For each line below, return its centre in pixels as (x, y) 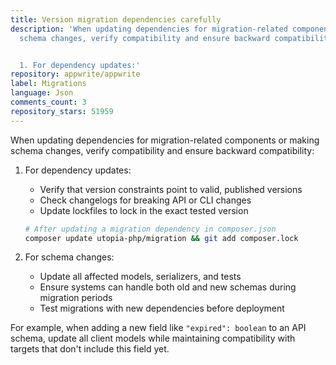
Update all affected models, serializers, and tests (140, 277)
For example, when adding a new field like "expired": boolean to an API (158, 328)
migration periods (76, 298)
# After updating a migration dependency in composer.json (150, 229)
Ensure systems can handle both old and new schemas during (168, 287)
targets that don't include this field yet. (90, 349)
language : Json (42, 93)
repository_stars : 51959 (62, 111)
